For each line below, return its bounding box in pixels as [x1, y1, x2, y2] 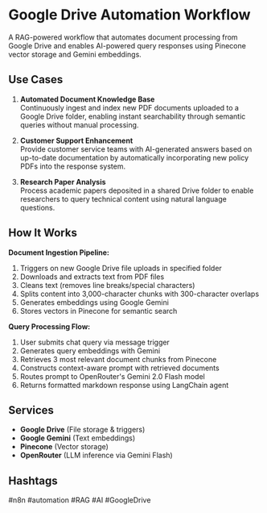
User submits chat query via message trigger [19, 337, 170, 347]
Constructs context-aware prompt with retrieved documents [19, 363, 220, 373]
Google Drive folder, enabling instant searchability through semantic [19, 111, 246, 121]
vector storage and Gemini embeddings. [8, 49, 142, 59]
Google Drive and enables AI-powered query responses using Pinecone [8, 40, 247, 50]
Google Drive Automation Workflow [8, 6, 251, 24]
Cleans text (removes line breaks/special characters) [19, 280, 195, 290]
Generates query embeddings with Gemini [19, 345, 161, 356]
